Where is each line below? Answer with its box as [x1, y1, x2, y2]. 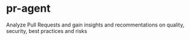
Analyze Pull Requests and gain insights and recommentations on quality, [6, 21, 185, 28]
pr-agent [6, 2, 51, 15]
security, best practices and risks [6, 27, 88, 34]
